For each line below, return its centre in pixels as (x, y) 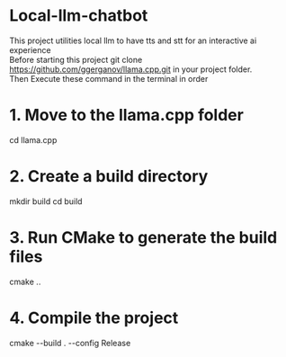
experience (30, 49)
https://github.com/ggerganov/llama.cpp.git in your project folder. (131, 69)
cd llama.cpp (33, 139)
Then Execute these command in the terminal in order (109, 78)
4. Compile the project (94, 318)
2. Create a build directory (109, 177)
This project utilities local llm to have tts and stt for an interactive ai (133, 40)
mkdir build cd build (46, 201)
